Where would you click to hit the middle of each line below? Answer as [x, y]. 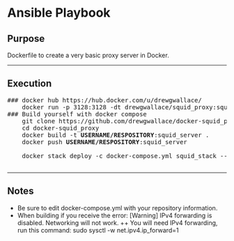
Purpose [26, 39]
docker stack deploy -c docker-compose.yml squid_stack [119, 156]
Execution [30, 84]
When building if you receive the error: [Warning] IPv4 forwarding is [115, 215]
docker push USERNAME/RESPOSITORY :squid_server [105, 142]
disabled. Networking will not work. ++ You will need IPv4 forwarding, [117, 223]
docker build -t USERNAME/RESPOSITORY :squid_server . [116, 135]
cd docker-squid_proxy [61, 128]
